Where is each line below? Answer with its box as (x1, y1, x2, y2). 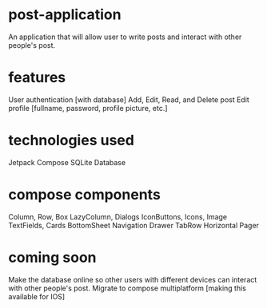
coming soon (8, 248, 97, 267)
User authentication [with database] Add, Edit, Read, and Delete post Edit (8, 94, 249, 105)
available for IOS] (8, 291, 66, 301)
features (8, 69, 66, 87)
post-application (8, 6, 122, 24)
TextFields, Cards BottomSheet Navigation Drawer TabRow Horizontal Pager (8, 220, 260, 230)
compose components (8, 186, 161, 203)
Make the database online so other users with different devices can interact (8, 274, 257, 284)
